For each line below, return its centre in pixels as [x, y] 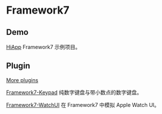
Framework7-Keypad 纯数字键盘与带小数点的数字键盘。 [74, 92]
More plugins [22, 80]
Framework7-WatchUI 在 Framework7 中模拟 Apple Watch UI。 [83, 105]
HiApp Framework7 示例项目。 [44, 47]
